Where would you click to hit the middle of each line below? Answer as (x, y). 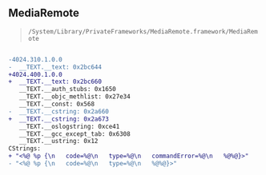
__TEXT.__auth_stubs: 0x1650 (67, 89)
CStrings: (25, 149)
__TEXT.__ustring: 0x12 (58, 141)
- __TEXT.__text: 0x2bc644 (55, 67)
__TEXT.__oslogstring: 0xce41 (69, 126)
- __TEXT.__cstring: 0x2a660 (59, 111)
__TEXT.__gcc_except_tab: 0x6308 (75, 134)
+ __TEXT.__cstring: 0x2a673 (59, 119)
